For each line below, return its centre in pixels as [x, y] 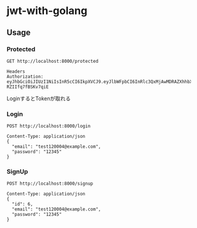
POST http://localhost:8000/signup [50, 184]
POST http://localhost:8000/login [49, 126]
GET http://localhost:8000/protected [53, 61]
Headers [16, 72]
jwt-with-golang [47, 11]
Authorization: [25, 76]
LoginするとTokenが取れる [39, 98]
